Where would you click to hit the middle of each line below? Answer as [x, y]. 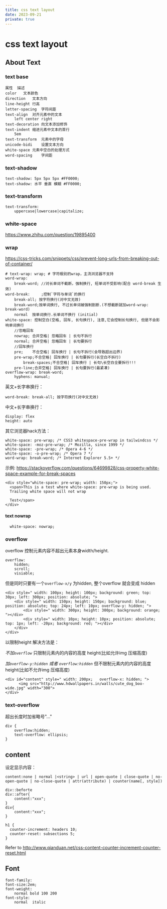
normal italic [30, 902]
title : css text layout [30, 10]
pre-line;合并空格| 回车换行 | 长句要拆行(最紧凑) [62, 368]
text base [17, 77]
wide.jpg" [16, 688]
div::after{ [18, 795]
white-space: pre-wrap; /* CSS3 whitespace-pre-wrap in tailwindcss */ [81, 440]
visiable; [25, 573]
